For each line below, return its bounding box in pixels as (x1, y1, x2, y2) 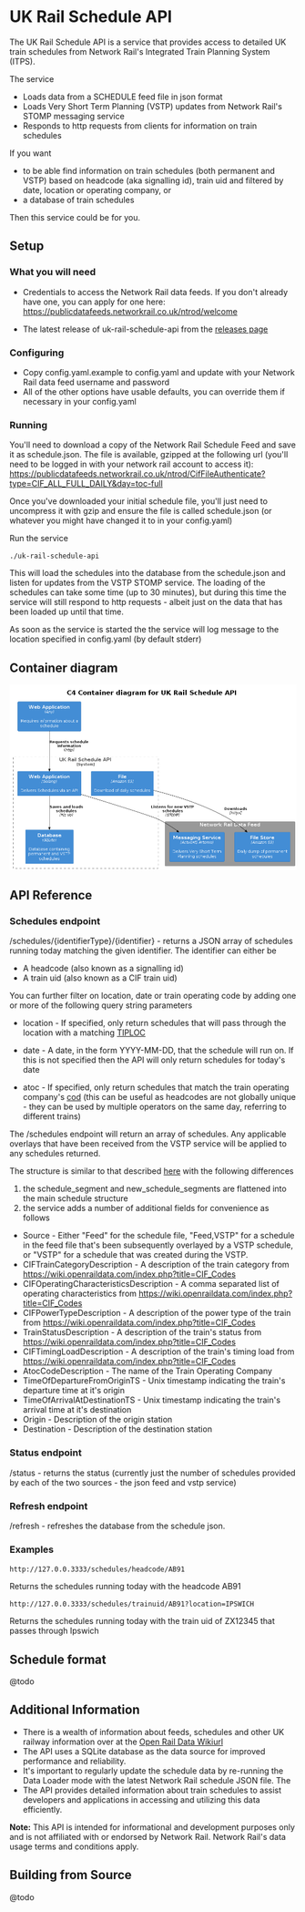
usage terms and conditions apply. (9, 1841, 139, 1852)
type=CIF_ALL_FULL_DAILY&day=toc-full (9, 478, 164, 489)
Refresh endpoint (9, 1499, 88, 1512)
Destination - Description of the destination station (22, 1424, 212, 1434)
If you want (9, 148, 52, 159)
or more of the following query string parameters (9, 1000, 193, 1011)
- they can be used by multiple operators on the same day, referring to (22, 1101, 287, 1113)
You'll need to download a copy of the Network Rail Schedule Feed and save (9, 439, 296, 450)
